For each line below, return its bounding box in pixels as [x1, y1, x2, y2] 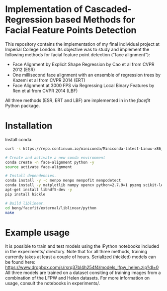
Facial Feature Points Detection [5, 25, 137, 36]
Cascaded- [84, 3, 132, 15]
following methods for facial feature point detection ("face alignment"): [5, 51, 151, 58]
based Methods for [55, 14, 135, 25]
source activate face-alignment [5, 164, 72, 170]
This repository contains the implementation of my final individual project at [5, 41, 160, 47]
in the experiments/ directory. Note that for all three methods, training [5, 249, 148, 255]
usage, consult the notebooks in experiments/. [5, 280, 100, 287]
